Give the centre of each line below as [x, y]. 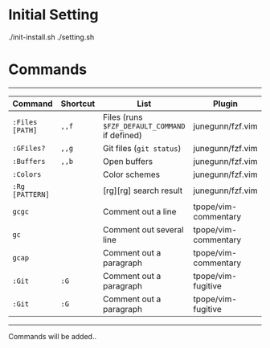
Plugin [225, 104]
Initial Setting [53, 15]
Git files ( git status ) [142, 148]
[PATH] [25, 130]
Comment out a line [140, 211]
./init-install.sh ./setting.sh [51, 37]
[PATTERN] [31, 194]
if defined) [123, 135]
